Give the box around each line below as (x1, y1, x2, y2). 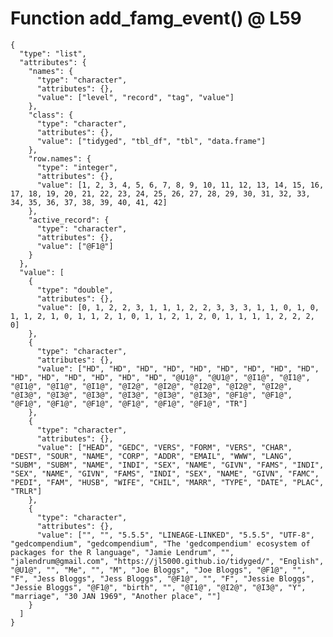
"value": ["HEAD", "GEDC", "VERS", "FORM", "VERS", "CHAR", (36, 442, 293, 452)
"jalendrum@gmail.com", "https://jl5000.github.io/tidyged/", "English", (10, 556, 325, 566)
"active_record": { (28, 215, 110, 225)
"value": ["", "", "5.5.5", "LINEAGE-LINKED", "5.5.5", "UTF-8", (36, 530, 315, 540)
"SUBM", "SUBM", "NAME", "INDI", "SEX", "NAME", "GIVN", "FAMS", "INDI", (10, 460, 325, 470)
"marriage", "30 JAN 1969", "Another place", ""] (10, 591, 222, 601)
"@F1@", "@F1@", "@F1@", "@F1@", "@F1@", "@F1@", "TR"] (10, 398, 248, 409)
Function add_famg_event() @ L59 (10, 7, 302, 30)
